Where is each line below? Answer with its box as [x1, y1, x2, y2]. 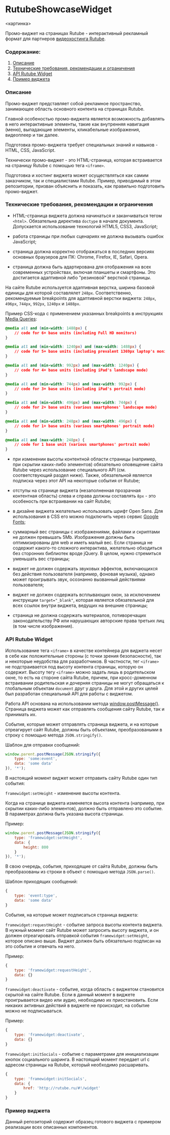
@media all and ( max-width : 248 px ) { [5, 437, 85, 443]
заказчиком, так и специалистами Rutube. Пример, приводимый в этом [5, 177, 161, 183]
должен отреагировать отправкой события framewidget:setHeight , [5, 932, 149, 938]
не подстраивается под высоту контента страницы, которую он [5, 663, 143, 669]
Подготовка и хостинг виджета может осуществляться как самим [5, 172, 149, 178]
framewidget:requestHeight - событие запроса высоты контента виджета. [5, 922, 163, 928]
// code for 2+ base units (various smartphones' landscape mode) [14, 405, 157, 410]
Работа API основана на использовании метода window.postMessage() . [5, 700, 160, 707]
